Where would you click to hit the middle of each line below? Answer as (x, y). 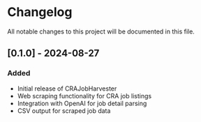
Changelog (40, 12)
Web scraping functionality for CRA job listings (84, 96)
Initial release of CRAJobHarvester (67, 89)
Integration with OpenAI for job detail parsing (82, 103)
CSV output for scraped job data (64, 110)
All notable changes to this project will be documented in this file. (101, 31)
